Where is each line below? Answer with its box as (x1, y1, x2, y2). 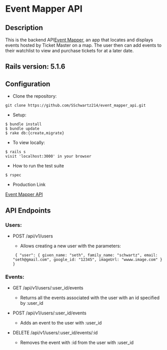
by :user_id (20, 300, 44, 306)
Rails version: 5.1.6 (5, 62, 66, 71)
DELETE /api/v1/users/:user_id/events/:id (12, 330, 98, 336)
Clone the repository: (12, 93, 57, 99)
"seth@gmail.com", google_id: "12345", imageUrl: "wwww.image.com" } (12, 257, 163, 262)
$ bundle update (5, 126, 39, 131)
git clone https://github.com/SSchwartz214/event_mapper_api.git (5, 103, 146, 108)
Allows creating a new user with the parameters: (20, 243, 121, 249)
